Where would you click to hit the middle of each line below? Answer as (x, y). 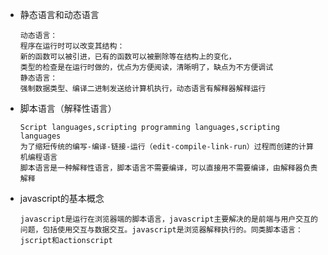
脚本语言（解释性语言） (68, 108)
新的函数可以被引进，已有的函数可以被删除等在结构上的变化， (128, 57)
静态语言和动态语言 (59, 14)
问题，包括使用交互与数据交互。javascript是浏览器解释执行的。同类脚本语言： (161, 230)
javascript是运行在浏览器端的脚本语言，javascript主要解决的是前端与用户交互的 (168, 219)
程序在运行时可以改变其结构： (72, 46)
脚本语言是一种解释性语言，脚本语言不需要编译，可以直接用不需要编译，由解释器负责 (168, 168)
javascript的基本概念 (62, 198)
